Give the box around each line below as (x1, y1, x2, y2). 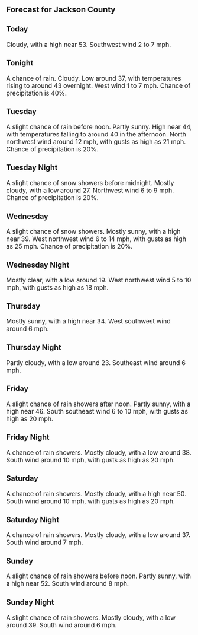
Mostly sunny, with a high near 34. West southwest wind (6, 317, 171, 326)
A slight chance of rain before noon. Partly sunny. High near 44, (6, 123, 192, 131)
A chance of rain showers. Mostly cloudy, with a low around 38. (6, 448, 192, 456)
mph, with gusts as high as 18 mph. (6, 284, 109, 292)
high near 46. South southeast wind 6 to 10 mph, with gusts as (6, 407, 188, 415)
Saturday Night (6, 515, 60, 525)
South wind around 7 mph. (6, 538, 83, 547)
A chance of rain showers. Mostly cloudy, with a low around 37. (6, 531, 191, 539)
